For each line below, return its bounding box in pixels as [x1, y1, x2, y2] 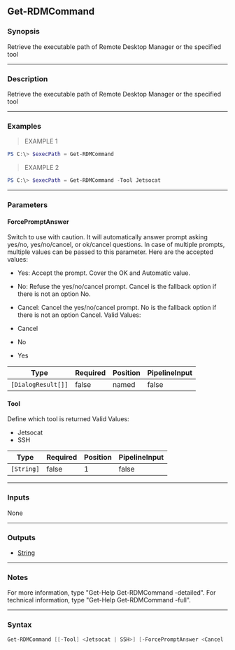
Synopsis [7, 27, 40, 36]
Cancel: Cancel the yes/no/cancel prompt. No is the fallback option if [17, 304, 217, 312]
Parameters [7, 199, 48, 209]
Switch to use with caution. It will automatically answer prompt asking [7, 233, 208, 241]
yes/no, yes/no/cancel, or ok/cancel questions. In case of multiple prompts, [7, 241, 225, 249]
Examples [7, 121, 42, 131]
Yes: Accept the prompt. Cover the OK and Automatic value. [17, 269, 191, 277]
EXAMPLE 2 [24, 164, 59, 172]
